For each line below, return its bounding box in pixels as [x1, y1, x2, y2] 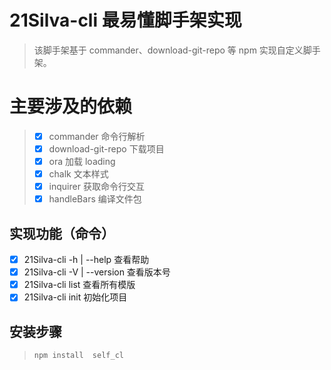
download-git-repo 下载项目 [48, 142, 165, 155]
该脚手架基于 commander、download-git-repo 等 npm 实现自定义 [33, 44, 304, 56]
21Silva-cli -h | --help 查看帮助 [23, 254, 150, 266]
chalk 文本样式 [48, 168, 109, 180]
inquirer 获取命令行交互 [48, 181, 145, 193]
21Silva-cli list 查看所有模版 [23, 279, 136, 291]
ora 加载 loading [48, 156, 116, 167]
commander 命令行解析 [48, 130, 146, 142]
